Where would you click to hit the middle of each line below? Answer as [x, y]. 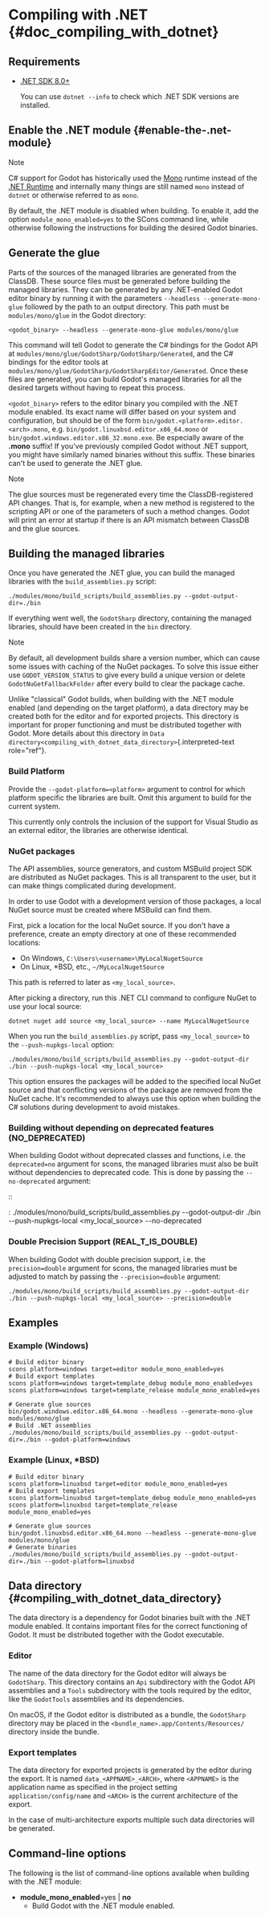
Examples [33, 1323]
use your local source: [45, 1007]
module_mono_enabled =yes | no [75, 1897]
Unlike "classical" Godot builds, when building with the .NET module [121, 699]
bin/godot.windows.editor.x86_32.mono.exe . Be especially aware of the [126, 437]
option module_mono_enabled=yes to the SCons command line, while [118, 219]
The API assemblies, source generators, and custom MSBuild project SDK [130, 869]
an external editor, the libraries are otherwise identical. [98, 830]
